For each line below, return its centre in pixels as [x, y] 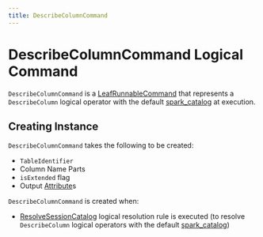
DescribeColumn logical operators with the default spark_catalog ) [124, 225]
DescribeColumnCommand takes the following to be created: [101, 145]
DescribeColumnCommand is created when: [74, 201]
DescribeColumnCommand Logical [126, 54]
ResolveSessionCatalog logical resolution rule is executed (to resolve [132, 216]
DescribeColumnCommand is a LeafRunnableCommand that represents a [121, 93]
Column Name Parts [52, 169]
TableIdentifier [46, 162]
